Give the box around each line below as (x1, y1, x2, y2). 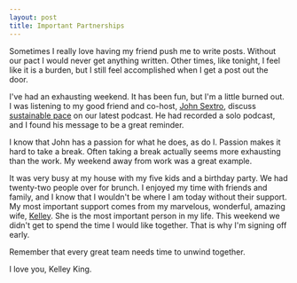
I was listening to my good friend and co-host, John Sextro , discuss (9, 100, 257, 111)
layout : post (9, 12, 58, 22)
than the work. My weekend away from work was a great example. (9, 155, 253, 166)
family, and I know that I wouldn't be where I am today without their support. (9, 192, 287, 202)
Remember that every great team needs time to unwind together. (9, 246, 246, 257)
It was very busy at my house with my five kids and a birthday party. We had (9, 172, 288, 183)
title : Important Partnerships (9, 21, 125, 30)
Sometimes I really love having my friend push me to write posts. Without (9, 45, 277, 56)
